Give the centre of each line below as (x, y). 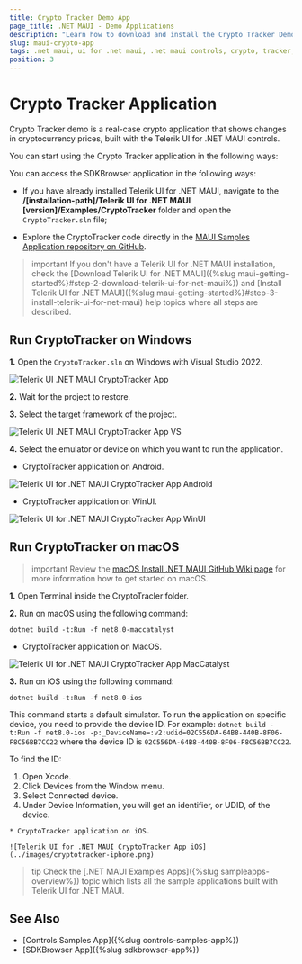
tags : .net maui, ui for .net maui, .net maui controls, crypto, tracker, (152, 51)
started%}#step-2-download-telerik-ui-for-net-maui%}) (135, 283)
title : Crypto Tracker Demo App (70, 18)
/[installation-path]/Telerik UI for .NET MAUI (107, 200)
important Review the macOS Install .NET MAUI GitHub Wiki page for (158, 569)
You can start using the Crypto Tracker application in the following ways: (144, 156)
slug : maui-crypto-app (52, 43)
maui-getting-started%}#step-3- (218, 293)
